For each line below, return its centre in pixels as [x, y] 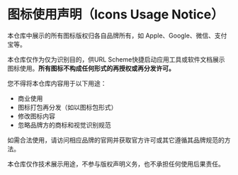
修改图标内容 [36, 116]
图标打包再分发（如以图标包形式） [67, 107]
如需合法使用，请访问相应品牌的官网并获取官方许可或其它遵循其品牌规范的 [116, 140]
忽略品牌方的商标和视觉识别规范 [64, 125]
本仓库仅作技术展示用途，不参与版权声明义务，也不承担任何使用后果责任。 [116, 164]
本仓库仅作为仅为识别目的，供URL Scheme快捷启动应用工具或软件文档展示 [116, 59]
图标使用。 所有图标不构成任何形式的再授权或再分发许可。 [91, 68]
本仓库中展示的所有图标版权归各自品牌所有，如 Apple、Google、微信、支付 [117, 35]
